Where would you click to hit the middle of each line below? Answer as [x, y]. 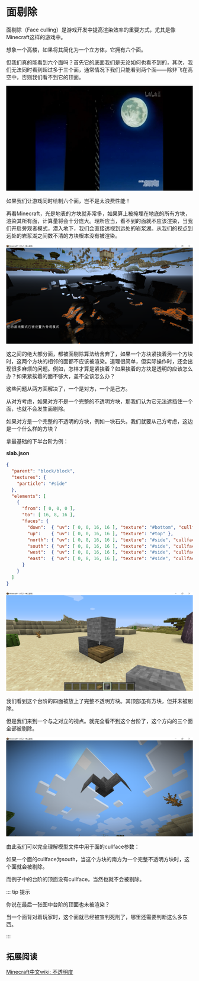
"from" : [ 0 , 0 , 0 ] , [49, 509]
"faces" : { [35, 521]
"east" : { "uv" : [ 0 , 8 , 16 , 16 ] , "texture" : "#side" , [99, 559]
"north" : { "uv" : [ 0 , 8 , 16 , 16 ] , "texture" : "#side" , [99, 540]
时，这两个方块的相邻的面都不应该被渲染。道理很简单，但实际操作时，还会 [97, 362]
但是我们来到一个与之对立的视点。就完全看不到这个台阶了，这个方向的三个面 [99, 721]
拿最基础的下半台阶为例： [37, 442]
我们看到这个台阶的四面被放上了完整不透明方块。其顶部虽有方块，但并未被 [97, 701]
